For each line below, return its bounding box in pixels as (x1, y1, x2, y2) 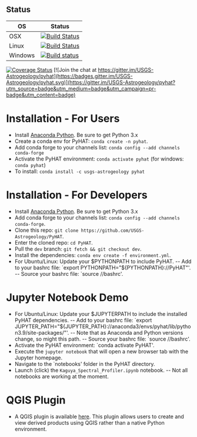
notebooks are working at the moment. (14, 373, 109, 380)
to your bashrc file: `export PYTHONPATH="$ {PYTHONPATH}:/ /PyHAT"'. (14, 264, 191, 271)
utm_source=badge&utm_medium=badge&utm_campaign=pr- (6, 85, 156, 92)
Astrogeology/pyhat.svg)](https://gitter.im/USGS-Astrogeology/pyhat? (6, 79, 175, 86)
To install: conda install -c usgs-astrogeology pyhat (14, 168, 145, 175)
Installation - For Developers (6, 188, 148, 202)
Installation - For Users (6, 112, 120, 125)
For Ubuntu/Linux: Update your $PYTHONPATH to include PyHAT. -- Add (14, 258, 192, 265)
